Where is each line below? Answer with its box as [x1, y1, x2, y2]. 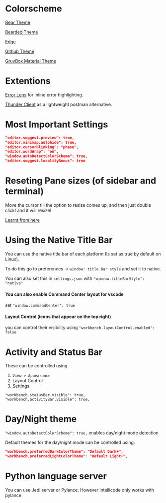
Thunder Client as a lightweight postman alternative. [5, 101, 113, 107]
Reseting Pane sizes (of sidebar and [5, 175, 157, 186]
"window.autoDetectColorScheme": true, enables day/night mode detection [5, 430, 159, 436]
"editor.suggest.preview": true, [5, 135, 75, 140]
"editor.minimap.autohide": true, [5, 140, 77, 145]
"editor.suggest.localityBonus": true [5, 159, 85, 164]
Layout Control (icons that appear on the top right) [5, 314, 111, 320]
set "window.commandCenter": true [5, 302, 76, 308]
